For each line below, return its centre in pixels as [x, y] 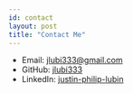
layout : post [33, 26]
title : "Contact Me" [47, 34]
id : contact [31, 18]
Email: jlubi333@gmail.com [72, 60]
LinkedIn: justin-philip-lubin [72, 79]
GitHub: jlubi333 [52, 70]
